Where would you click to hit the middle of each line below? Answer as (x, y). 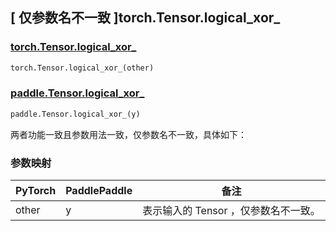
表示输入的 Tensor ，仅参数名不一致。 (231, 211)
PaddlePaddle (99, 191)
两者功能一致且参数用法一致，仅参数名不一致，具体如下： (128, 134)
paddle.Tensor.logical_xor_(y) (75, 114)
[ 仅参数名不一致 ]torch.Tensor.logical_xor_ (145, 18)
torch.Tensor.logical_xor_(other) (82, 68)
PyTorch (36, 191)
